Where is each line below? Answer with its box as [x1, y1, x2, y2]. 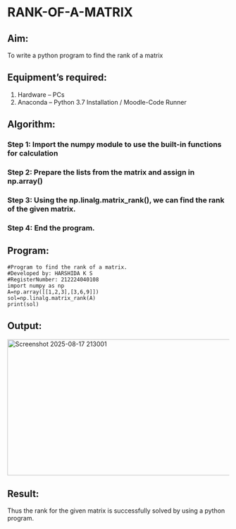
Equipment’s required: [7, 71, 107, 83]
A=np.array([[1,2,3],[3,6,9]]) [7, 288, 99, 296]
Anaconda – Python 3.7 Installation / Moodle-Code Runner [17, 98, 187, 106]
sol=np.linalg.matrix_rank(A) [7, 294, 97, 301]
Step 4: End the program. [7, 223, 95, 233]
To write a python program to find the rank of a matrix [7, 51, 163, 59]
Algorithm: [7, 118, 56, 131]
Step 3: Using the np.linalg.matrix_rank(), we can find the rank [7, 195, 225, 205]
